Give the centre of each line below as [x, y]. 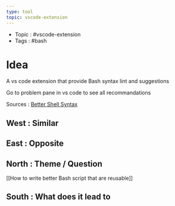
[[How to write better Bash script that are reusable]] [69, 178]
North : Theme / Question [54, 164]
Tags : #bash [31, 41]
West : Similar [32, 123]
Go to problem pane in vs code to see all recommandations [79, 93]
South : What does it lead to [59, 197]
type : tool [20, 12]
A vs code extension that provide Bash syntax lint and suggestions [88, 81]
